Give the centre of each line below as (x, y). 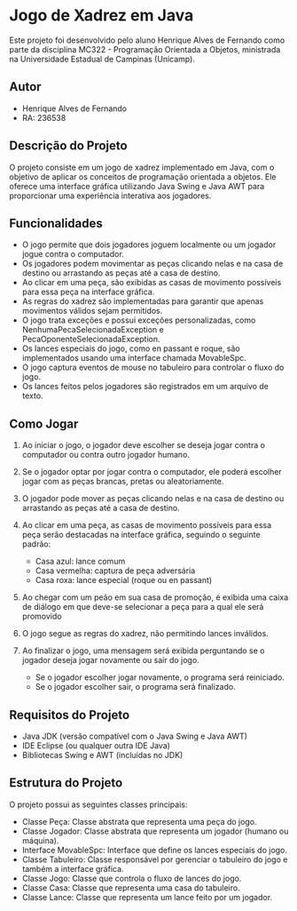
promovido (42, 616)
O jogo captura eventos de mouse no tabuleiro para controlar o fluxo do (153, 368)
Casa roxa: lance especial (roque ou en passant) (124, 580)
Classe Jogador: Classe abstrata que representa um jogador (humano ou (155, 831)
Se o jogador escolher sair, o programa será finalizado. (136, 687)
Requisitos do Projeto (70, 715)
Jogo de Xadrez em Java (102, 16)
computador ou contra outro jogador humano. (106, 455)
